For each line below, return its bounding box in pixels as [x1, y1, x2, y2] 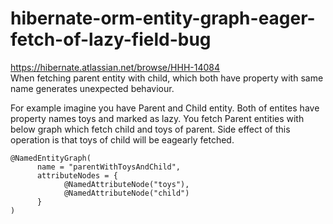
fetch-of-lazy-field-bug [10, 28, 212, 51]
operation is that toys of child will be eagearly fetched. [10, 133, 235, 146]
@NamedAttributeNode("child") [63, 188, 190, 198]
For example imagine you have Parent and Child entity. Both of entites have [10, 102, 320, 114]
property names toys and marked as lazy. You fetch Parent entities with [10, 112, 305, 124]
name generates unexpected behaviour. [10, 82, 175, 94]
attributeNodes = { [36, 170, 118, 181]
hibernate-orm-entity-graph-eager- [10, 7, 316, 30]
